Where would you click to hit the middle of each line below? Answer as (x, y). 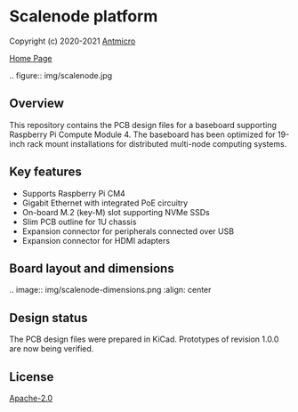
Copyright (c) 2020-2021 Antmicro (72, 41)
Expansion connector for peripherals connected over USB (128, 231)
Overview (37, 104)
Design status (48, 318)
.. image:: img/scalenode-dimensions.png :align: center (110, 290)
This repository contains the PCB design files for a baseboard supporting (143, 125)
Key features (45, 172)
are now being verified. (52, 349)
